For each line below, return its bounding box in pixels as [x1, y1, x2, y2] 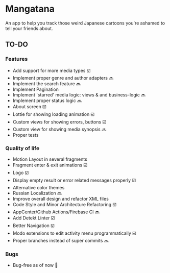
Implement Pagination [12, 86, 59, 92]
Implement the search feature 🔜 [12, 80, 81, 87]
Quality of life [5, 144, 40, 152]
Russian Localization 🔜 [12, 190, 62, 196]
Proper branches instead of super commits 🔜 [12, 237, 109, 243]
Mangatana [5, 3, 55, 15]
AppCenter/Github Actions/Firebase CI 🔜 [12, 209, 100, 215]
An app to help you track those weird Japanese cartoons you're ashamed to [5, 20, 165, 26]
